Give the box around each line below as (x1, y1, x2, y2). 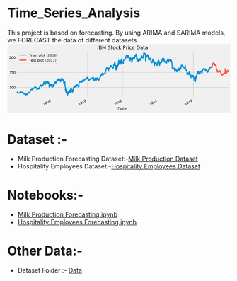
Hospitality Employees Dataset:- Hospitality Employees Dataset (17, 162, 200, 171)
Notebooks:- (7, 187, 83, 203)
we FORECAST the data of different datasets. (7, 35, 139, 44)
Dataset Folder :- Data (17, 266, 83, 275)
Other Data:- (7, 243, 83, 259)
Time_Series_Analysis (7, 5, 140, 21)
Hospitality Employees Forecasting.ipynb (17, 218, 137, 226)
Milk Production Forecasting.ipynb (17, 210, 118, 219)
